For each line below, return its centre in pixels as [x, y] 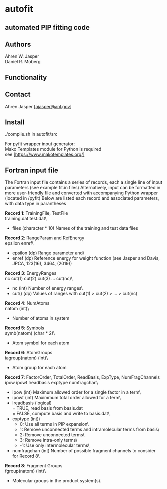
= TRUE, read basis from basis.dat [48, 408]
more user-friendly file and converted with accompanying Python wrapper [82, 193]
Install [15, 122]
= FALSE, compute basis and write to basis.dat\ [61, 414]
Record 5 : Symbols [25, 328]
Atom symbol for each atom [41, 343]
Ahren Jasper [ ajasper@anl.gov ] [38, 106]
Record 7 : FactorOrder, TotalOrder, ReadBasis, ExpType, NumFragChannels [83, 377]
